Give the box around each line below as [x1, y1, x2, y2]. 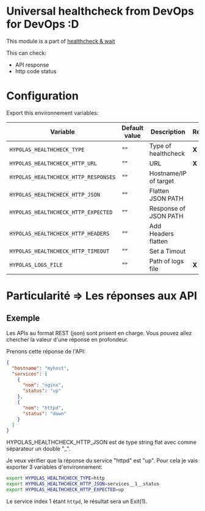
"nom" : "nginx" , [22, 382, 64, 388]
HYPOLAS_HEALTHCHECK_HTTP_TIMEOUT [9, 247, 110, 255]
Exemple [6, 313, 40, 324]
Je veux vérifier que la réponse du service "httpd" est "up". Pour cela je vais [6, 457, 198, 465]
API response [15, 61, 49, 68]
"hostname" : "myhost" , [12, 365, 70, 371]
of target [149, 176, 174, 185]
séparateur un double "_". [6, 445, 71, 452]
